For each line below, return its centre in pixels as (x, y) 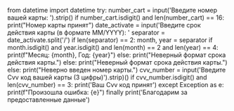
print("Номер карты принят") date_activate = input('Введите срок (104, 25)
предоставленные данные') (48, 100)
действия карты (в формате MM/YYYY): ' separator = (86, 32)
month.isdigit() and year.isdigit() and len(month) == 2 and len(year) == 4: (113, 47)
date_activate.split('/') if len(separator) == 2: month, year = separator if (110, 40)
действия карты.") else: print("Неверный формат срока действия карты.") (117, 62)
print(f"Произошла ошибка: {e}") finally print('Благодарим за (97, 92)
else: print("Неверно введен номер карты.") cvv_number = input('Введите (117, 70)
